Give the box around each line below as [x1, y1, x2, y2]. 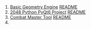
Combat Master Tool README [9, 14, 71, 20]
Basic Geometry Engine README [9, 4, 78, 10]
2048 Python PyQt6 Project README [9, 9, 86, 15]
